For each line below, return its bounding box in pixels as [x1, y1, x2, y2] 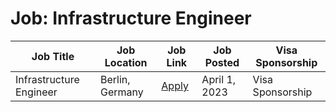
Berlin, [100, 72, 131, 86]
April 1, [201, 72, 237, 86]
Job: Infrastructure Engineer [10, 7, 252, 30]
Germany [100, 85, 144, 99]
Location [104, 55, 148, 69]
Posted [204, 55, 240, 69]
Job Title [31, 49, 75, 63]
